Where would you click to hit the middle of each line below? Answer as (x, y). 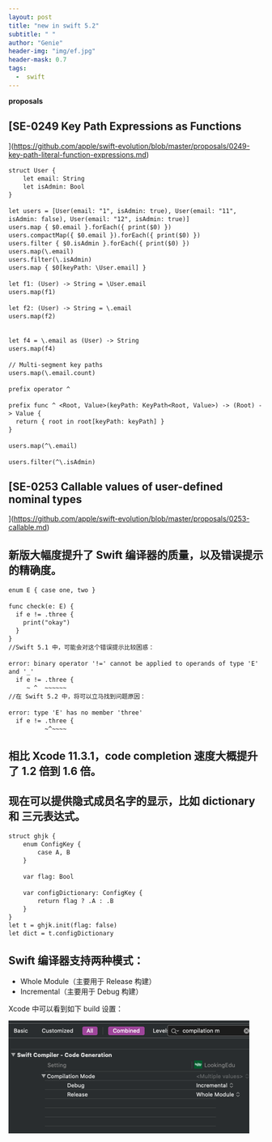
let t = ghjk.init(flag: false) (63, 926)
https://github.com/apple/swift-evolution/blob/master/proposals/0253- (132, 519)
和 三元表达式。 (47, 816)
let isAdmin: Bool (54, 186)
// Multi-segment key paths (56, 364)
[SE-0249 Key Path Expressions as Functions (125, 127)
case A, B (54, 853)
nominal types (45, 499)
